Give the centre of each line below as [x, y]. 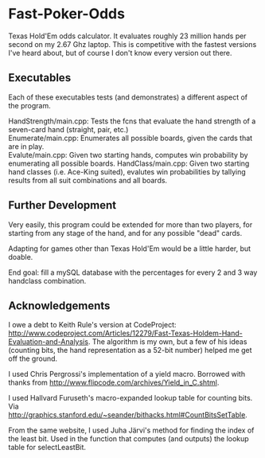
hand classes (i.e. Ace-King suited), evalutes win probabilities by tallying [127, 171]
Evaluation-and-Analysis [49, 342]
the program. [29, 105]
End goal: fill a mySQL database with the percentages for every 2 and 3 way [133, 272]
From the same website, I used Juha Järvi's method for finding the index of [131, 430]
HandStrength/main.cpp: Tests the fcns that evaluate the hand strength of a [132, 121]
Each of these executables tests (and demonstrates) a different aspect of [128, 97]
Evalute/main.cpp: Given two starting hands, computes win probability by [128, 155]
